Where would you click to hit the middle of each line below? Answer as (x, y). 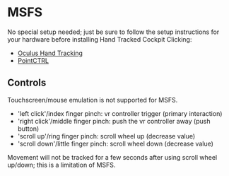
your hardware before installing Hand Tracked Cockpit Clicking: (100, 39)
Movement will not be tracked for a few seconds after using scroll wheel (112, 157)
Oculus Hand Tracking (50, 53)
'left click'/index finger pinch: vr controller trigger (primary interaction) (120, 113)
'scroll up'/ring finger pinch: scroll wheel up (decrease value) (106, 136)
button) (28, 129)
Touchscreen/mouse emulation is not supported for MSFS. (93, 100)
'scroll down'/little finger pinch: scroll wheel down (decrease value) (116, 143)
